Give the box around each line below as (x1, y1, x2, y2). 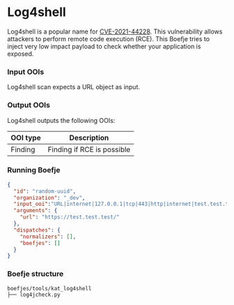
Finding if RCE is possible (47, 144, 131, 154)
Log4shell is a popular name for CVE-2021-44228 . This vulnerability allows (7, 27, 223, 36)
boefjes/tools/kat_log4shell (7, 285, 92, 292)
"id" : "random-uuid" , (13, 188, 77, 195)
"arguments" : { (13, 207, 58, 214)
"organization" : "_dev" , (13, 194, 86, 201)
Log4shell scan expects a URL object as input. (7, 83, 141, 91)
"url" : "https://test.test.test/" (19, 214, 120, 221)
